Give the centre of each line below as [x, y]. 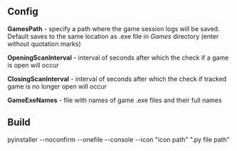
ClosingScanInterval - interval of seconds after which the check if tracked [117, 79]
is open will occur [33, 65]
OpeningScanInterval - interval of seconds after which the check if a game [118, 57]
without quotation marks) [44, 44]
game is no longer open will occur [57, 86]
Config [23, 12]
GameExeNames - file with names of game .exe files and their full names [115, 100]
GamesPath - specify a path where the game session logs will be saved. [114, 28]
